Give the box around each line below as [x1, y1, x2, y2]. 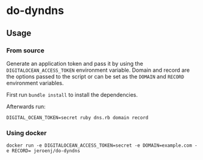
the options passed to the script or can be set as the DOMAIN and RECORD [6, 72, 185, 80]
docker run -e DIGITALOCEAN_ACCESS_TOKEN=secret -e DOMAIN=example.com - [6, 142, 198, 149]
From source [6, 46, 45, 55]
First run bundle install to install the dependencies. [6, 91, 138, 98]
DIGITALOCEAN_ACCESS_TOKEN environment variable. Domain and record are [6, 66, 190, 74]
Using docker [6, 128, 47, 137]
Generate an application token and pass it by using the [6, 60, 143, 67]
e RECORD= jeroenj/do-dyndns [6, 148, 80, 154]
